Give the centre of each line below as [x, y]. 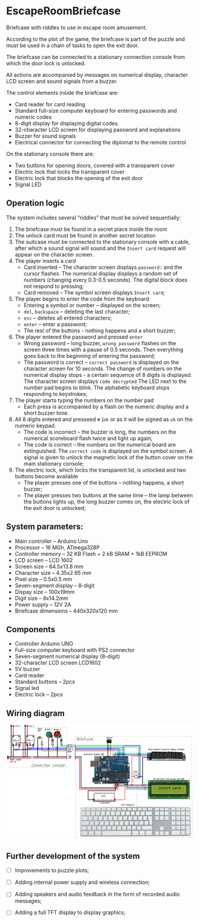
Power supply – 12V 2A [43, 604]
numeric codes [33, 117]
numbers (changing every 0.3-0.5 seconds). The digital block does [105, 280]
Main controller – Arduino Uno [51, 541]
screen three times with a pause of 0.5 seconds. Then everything [103, 349]
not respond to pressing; [54, 286]
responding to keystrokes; [56, 394]
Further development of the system [73, 856]
